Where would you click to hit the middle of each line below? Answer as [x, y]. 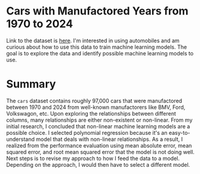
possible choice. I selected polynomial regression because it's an [87, 132]
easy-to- [179, 132]
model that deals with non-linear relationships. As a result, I [109, 139]
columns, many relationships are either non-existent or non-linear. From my [99, 120]
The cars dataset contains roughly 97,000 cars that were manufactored [94, 101]
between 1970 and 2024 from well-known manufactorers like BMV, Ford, [96, 107]
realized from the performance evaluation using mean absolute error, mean [99, 145]
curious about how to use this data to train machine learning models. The [97, 47]
